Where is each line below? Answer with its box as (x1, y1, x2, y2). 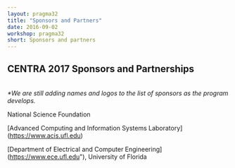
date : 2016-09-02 (7, 23, 58, 30)
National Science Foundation (7, 110, 91, 119)
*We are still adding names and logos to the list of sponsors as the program (7, 89, 229, 97)
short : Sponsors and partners (7, 37, 96, 44)
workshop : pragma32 (7, 30, 65, 37)
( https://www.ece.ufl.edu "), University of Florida (7, 152, 148, 161)
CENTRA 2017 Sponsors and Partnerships (7, 63, 195, 75)
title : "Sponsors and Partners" (7, 17, 102, 24)
